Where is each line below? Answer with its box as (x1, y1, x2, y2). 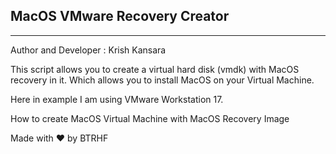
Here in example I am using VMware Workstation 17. (10, 93, 224, 105)
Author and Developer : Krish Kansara (10, 44, 167, 56)
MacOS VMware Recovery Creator (10, 8, 230, 25)
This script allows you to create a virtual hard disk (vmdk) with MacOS (10, 63, 300, 75)
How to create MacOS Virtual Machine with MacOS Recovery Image (10, 112, 290, 124)
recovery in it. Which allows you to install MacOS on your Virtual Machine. (10, 74, 315, 86)
